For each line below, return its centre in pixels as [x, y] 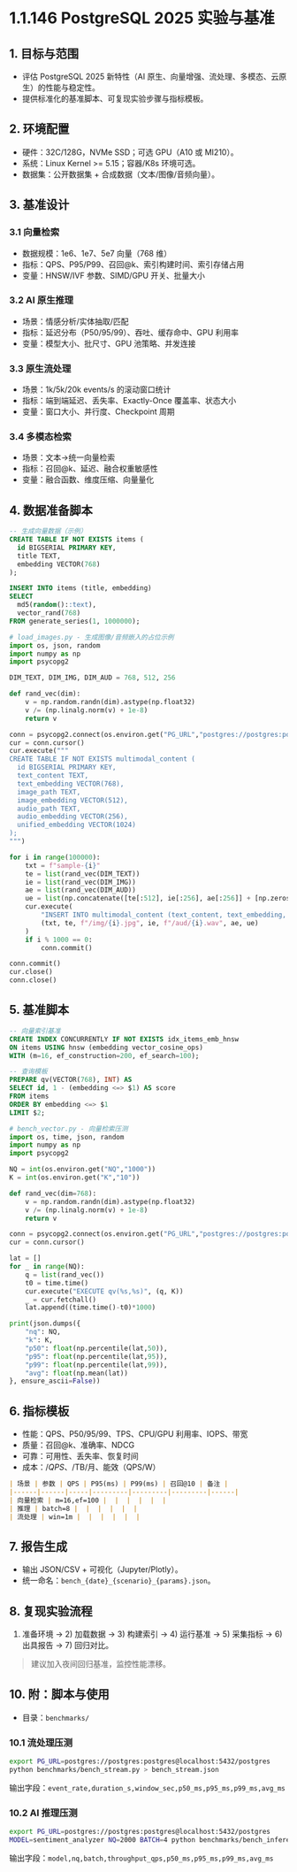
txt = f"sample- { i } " [63, 865]
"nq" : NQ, [43, 1332]
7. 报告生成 [38, 1546]
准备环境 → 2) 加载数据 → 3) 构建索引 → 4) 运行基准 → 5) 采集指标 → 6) [152, 1634]
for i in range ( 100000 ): [55, 857]
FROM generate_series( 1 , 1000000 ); [75, 621]
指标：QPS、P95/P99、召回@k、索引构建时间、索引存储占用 [133, 264]
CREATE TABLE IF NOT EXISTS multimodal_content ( [103, 759]
